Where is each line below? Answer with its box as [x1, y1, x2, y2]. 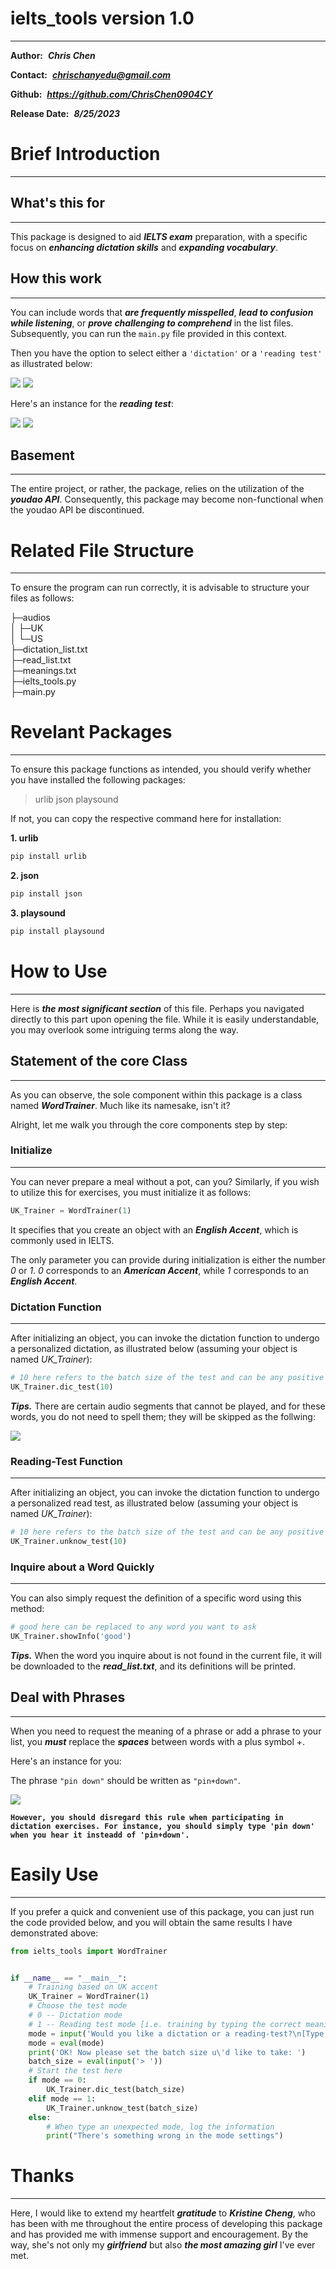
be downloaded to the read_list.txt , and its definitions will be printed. [10, 1660, 297, 1672]
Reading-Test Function [10, 1454, 123, 1468]
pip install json [10, 889, 83, 899]
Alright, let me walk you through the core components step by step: [10, 1118, 288, 1131]
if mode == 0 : [28, 2075, 87, 2086]
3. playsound [10, 907, 66, 919]
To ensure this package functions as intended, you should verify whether [10, 763, 312, 776]
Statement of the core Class [10, 1053, 188, 1070]
